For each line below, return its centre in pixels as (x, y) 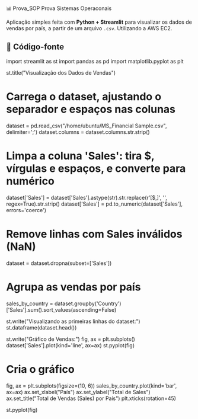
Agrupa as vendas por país (74, 287)
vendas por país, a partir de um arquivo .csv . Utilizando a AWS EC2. (89, 28)
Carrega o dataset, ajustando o (84, 97)
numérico (30, 181)
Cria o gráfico (41, 369)
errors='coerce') (26, 210)
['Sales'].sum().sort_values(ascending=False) (61, 309)
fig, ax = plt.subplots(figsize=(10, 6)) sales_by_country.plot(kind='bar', (92, 386)
